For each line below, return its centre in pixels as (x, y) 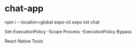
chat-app (24, 9)
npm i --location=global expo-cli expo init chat (52, 22)
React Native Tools (24, 41)
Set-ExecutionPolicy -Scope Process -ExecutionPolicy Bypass (68, 31)
